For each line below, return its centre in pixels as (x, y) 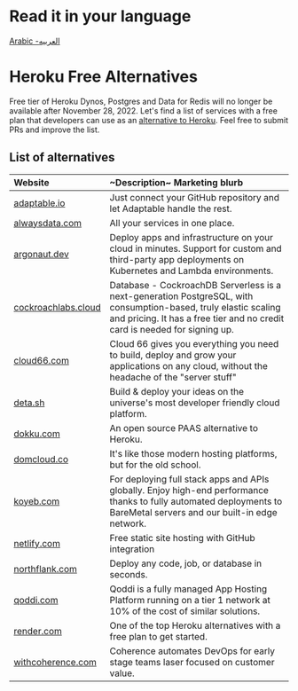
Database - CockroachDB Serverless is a (196, 285)
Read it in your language (100, 16)
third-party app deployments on (177, 259)
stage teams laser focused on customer (192, 662)
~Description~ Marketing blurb (176, 182)
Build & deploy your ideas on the (177, 391)
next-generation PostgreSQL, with (181, 296)
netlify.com (37, 543)
